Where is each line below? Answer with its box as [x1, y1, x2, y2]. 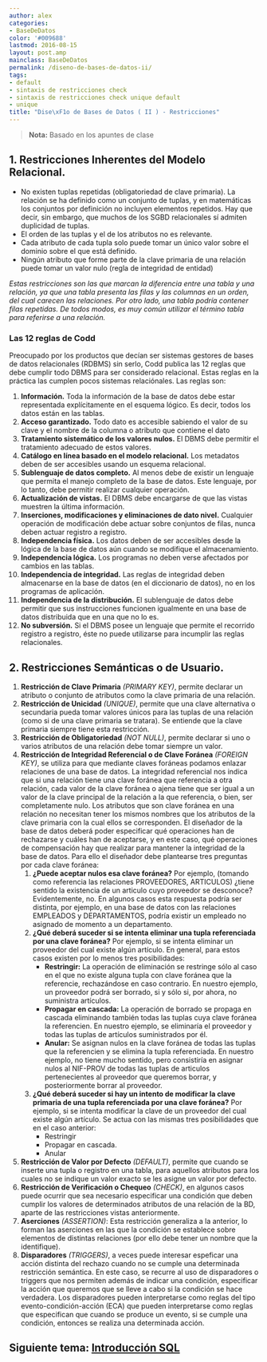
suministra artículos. [44, 996, 112, 1005]
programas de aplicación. [20, 587, 104, 596]
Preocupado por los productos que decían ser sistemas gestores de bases [9, 350, 254, 360]
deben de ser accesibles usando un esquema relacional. [20, 460, 206, 469]
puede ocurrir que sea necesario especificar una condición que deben [20, 1190, 253, 1200]
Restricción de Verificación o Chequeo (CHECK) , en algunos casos [20, 1182, 245, 1192]
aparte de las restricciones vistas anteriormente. [20, 1207, 180, 1217]
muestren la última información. [20, 502, 125, 512]
